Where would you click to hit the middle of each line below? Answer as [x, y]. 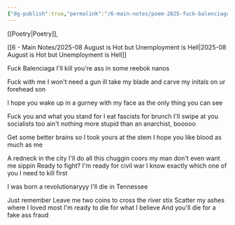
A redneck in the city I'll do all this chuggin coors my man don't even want [114, 158]
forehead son [27, 89]
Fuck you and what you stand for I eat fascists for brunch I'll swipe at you [113, 116]
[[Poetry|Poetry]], [33, 34]
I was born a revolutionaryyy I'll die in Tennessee [78, 187]
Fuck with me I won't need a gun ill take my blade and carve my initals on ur [116, 82]
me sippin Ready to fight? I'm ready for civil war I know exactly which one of [117, 166]
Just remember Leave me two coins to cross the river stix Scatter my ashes [116, 200]
